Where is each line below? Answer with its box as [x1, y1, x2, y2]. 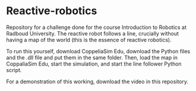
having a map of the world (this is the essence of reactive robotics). [6, 36, 172, 43]
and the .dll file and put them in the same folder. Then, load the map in [6, 54, 178, 61]
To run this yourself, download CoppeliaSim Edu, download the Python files [6, 47, 191, 54]
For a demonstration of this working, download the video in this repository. [6, 78, 189, 85]
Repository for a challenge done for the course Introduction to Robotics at [6, 24, 187, 31]
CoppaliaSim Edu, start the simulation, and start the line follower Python [6, 60, 182, 67]
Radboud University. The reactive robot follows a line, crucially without [6, 30, 179, 37]
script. [6, 66, 22, 73]
